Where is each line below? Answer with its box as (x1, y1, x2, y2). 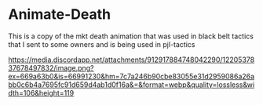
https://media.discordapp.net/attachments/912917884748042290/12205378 (8, 55, 255, 64)
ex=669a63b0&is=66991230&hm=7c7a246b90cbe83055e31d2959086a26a (8, 71, 255, 81)
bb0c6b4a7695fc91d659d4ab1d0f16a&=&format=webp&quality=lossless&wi (8, 80, 255, 89)
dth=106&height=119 (8, 88, 75, 97)
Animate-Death (8, 5, 111, 24)
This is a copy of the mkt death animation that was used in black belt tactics (8, 31, 254, 41)
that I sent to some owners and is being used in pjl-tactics (8, 39, 195, 49)
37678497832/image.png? (8, 63, 94, 72)
